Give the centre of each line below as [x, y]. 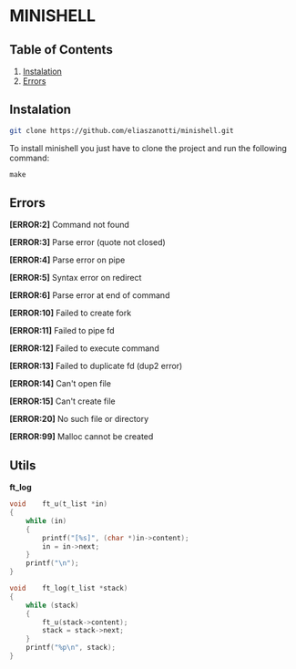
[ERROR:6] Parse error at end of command [90, 295]
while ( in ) [46, 520]
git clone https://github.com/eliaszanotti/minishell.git [122, 130]
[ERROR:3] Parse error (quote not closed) [87, 242]
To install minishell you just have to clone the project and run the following [148, 148]
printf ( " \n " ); [52, 563]
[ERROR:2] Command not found [70, 225]
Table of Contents [61, 50]
